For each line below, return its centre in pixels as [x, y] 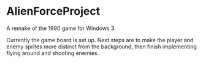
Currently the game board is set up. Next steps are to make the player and [100, 40]
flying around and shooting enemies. [53, 53]
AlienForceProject [53, 11]
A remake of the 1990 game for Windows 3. [61, 28]
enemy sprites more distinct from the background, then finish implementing [102, 46]
